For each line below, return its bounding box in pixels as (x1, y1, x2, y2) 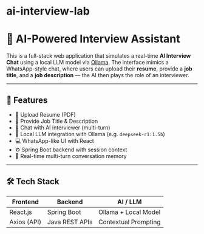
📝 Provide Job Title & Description (15, 117, 98, 125)
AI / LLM (117, 198, 142, 206)
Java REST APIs (47, 218, 93, 226)
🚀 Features (6, 95, 48, 105)
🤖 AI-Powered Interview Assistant (6, 32, 180, 46)
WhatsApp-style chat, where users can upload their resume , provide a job (6, 65, 192, 72)
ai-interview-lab (6, 4, 90, 18)
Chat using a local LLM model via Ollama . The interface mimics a (6, 59, 169, 66)
